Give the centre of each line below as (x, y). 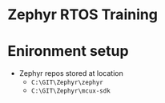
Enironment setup (68, 51)
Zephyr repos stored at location (71, 73)
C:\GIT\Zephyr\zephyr (67, 83)
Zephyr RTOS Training (82, 15)
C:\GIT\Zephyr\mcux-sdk (71, 91)
